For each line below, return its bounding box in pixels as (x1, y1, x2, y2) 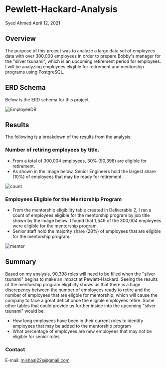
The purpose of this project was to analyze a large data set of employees (5, 47, 156, 53)
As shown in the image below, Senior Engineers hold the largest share (12, 168, 156, 174)
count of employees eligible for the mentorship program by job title (12, 212, 150, 218)
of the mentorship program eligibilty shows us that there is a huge (5, 281, 141, 287)
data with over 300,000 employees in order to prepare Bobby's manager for (5, 53, 161, 59)
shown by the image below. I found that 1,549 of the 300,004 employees (12, 217, 162, 223)
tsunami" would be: (5, 308, 45, 314)
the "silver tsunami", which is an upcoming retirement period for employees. (5, 58, 161, 64)
